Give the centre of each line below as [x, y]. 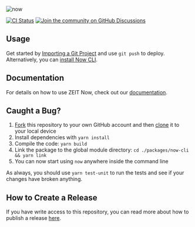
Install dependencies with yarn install [62, 137]
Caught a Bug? [33, 111]
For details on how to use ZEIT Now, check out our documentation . [87, 92]
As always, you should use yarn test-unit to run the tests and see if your [95, 173]
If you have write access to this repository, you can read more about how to [97, 212]
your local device [36, 131]
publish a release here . [34, 218]
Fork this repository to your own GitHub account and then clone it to [97, 125]
